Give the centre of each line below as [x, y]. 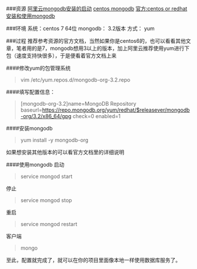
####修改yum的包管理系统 [38, 68]
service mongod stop [46, 200]
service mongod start [46, 176]
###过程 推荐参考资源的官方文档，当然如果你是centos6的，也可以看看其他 [96, 41]
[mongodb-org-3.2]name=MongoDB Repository [78, 104]
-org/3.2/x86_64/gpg [46, 116]
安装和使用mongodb [31, 16]
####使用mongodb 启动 [35, 164]
